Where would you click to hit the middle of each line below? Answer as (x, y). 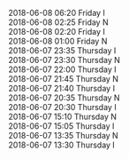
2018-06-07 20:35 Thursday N (64, 98)
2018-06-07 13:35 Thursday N (63, 135)
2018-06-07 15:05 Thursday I (61, 126)
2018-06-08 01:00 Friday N (58, 41)
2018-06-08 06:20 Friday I (57, 13)
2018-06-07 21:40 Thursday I (62, 88)
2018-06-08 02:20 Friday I (57, 32)
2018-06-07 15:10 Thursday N (62, 116)
